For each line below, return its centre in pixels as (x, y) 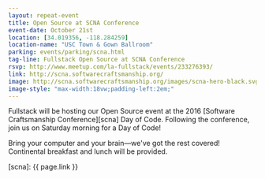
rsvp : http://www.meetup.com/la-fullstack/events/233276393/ (111, 67)
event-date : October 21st (50, 30)
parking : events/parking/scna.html (67, 52)
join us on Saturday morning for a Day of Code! (85, 128)
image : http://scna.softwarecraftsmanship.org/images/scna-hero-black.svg (134, 81)
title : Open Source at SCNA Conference (74, 23)
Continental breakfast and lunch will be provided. (88, 151)
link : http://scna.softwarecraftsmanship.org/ (86, 74)
